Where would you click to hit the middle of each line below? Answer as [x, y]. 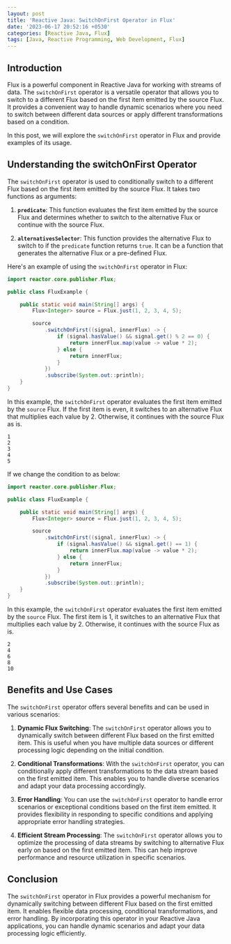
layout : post [26, 14]
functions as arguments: [42, 196]
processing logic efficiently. [47, 933]
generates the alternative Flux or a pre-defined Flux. [92, 253]
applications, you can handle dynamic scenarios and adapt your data [106, 926]
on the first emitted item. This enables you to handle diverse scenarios [118, 778]
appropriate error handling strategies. [71, 821]
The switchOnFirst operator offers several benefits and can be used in [108, 707]
